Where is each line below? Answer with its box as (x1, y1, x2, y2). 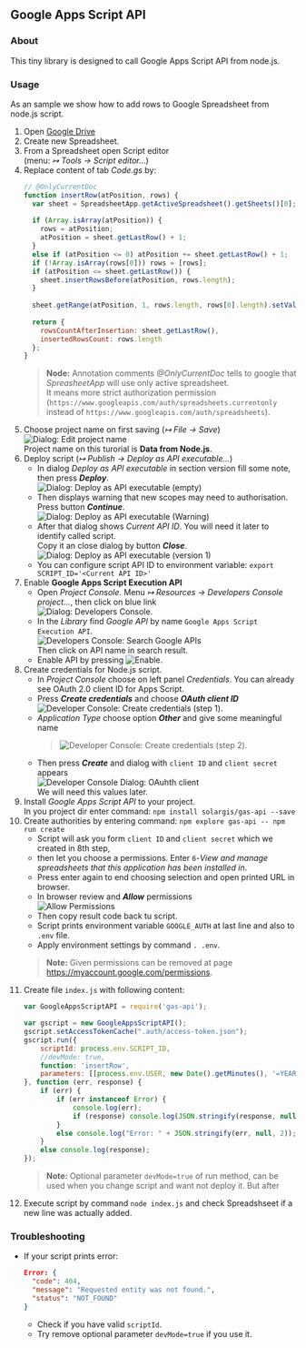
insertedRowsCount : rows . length (40, 334, 163, 344)
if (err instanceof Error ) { (56, 1095, 167, 1104)
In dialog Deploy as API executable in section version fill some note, (36, 463, 291, 474)
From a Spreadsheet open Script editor (23, 145, 170, 156)
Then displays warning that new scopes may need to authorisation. (36, 492, 289, 503)
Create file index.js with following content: (23, 985, 185, 996)
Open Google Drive (23, 126, 96, 137)
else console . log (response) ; (40, 1146, 151, 1155)
